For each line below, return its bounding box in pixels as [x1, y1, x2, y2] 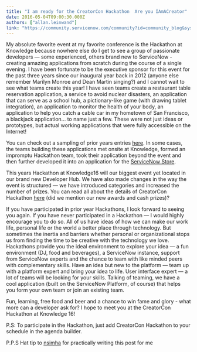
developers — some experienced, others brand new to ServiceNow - [6, 53, 173, 60]
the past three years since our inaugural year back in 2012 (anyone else [6, 72, 179, 79]
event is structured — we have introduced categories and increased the [6, 182, 179, 189]
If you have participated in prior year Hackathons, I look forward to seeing [6, 206, 185, 213]
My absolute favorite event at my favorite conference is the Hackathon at [6, 41, 183, 48]
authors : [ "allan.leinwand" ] [6, 19, 77, 25]
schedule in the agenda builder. [6, 328, 82, 335]
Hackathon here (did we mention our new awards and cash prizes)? [6, 194, 170, 201]
